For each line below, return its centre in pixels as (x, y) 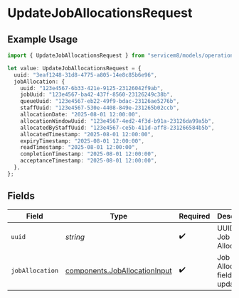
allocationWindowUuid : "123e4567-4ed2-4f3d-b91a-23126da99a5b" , (117, 121)
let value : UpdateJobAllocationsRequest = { (74, 68)
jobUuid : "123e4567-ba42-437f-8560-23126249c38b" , (97, 95)
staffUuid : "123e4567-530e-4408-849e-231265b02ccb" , (100, 108)
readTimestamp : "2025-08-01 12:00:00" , (79, 148)
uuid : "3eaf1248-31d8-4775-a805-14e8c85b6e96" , (86, 75)
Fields (21, 196)
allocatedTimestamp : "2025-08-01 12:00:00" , (87, 134)
